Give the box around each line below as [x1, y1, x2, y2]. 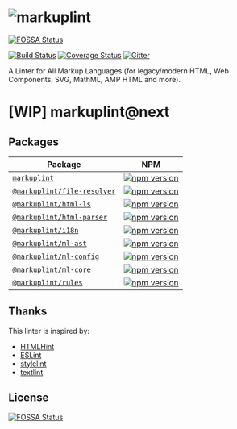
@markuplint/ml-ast [12, 239, 87, 248]
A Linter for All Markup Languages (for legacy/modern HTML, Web [8, 65, 230, 76]
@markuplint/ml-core [12, 264, 91, 274]
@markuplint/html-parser [12, 212, 108, 222]
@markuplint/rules [12, 278, 83, 287]
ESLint [19, 350, 42, 360]
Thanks [8, 305, 48, 319]
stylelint [19, 359, 47, 369]
